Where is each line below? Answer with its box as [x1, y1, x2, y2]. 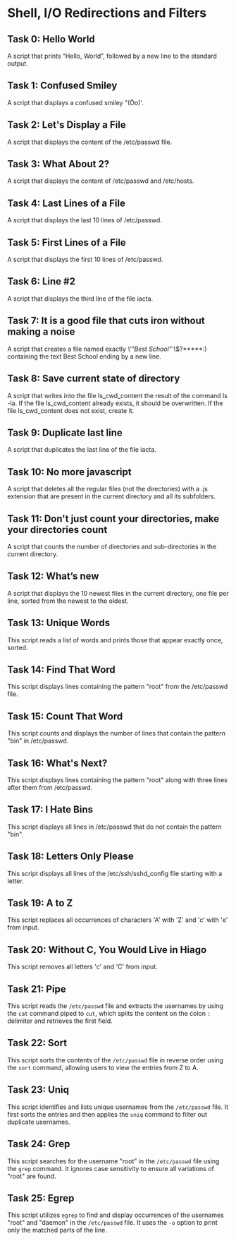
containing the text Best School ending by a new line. [7, 352, 162, 361]
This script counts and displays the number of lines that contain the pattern [7, 729, 226, 738]
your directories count [7, 524, 108, 536]
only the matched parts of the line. [7, 1226, 107, 1235]
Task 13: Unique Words [7, 617, 111, 629]
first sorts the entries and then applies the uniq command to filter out [7, 1110, 208, 1118]
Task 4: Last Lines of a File [7, 197, 125, 209]
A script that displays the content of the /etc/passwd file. [7, 138, 173, 146]
